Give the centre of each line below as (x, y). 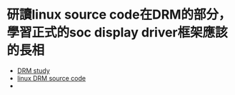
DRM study (34, 70)
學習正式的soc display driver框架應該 (117, 32)
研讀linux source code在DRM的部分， (119, 15)
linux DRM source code (51, 78)
